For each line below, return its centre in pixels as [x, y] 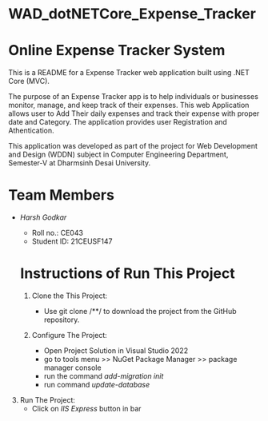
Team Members [61, 195]
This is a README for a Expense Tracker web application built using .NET [129, 73]
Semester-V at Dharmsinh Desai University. [80, 163]
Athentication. [31, 131]
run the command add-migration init [104, 376]
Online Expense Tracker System [117, 51]
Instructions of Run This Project [127, 274]
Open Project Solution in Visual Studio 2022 [116, 351]
